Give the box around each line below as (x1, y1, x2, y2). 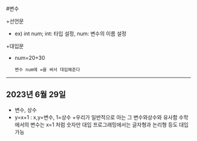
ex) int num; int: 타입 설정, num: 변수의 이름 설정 (14, 30, 127, 37)
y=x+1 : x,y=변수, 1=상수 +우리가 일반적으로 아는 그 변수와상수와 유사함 (14, 113, 178, 120)
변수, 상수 (14, 106, 37, 113)
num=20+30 (14, 55, 45, 61)
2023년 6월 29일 (6, 90, 66, 100)
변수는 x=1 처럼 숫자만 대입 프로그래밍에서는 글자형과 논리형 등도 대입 (30, 121, 189, 128)
